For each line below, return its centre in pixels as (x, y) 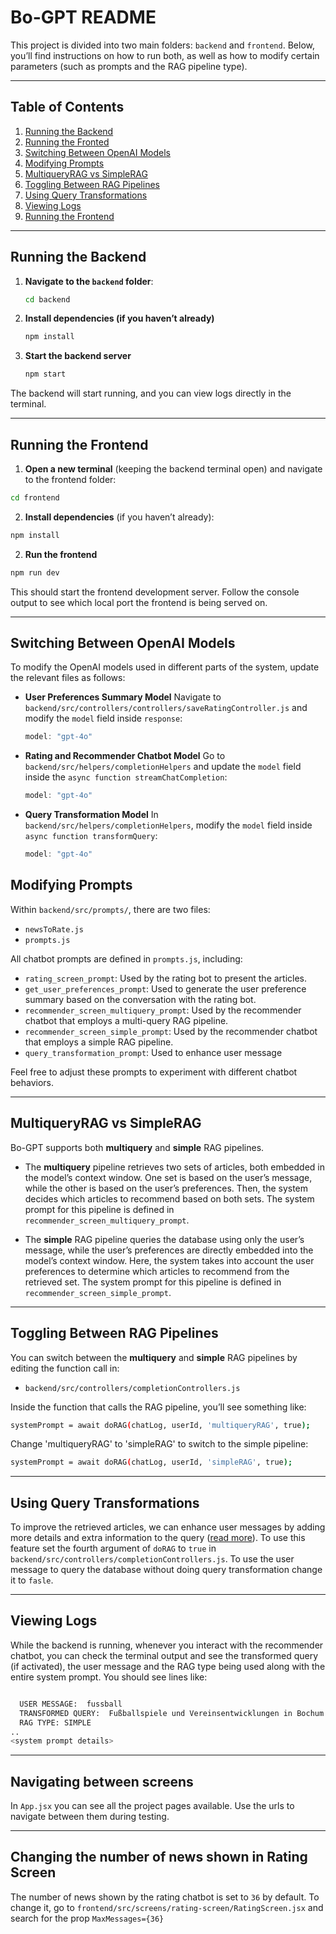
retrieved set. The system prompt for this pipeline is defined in (153, 1282)
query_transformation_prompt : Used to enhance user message (153, 1052)
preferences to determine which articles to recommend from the (157, 1271)
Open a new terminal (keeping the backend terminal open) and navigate (173, 469)
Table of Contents (67, 107)
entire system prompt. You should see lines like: (109, 1677)
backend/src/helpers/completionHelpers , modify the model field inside (168, 825)
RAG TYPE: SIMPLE (55, 1722)
